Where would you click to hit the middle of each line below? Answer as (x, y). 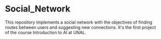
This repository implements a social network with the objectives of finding (79, 22)
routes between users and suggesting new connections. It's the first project (80, 27)
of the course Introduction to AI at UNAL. (46, 32)
